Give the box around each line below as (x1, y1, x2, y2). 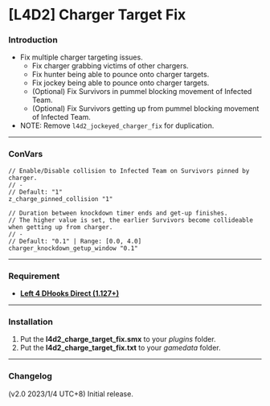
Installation (8, 316, 54, 327)
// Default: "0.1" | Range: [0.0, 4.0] (8, 237, 142, 245)
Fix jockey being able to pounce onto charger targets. (31, 78, 210, 88)
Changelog (8, 371, 52, 382)
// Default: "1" (8, 187, 63, 196)
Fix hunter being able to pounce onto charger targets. (31, 70, 210, 80)
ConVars (8, 149, 43, 160)
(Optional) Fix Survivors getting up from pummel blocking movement (31, 104, 260, 113)
